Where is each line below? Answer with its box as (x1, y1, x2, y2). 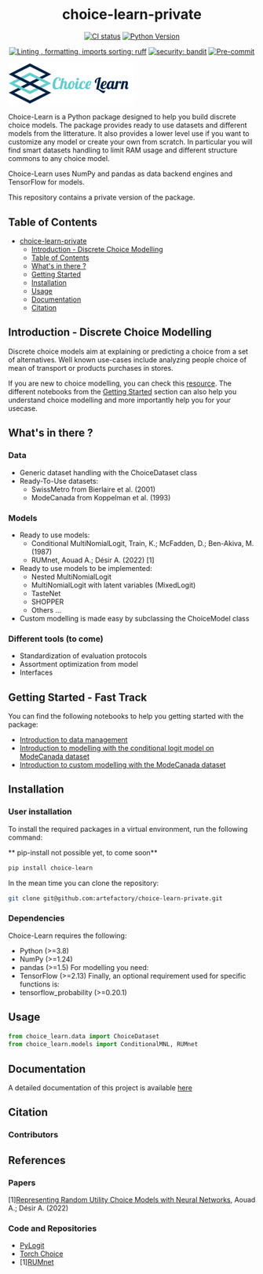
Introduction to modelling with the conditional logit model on (19, 743, 214, 752)
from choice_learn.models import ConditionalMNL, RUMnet (8, 1041, 199, 1049)
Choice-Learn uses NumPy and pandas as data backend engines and (8, 169, 233, 178)
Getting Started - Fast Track (8, 690, 148, 704)
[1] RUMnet (19, 1258, 54, 1267)
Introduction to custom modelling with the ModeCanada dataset (19, 760, 226, 769)
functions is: (19, 979, 60, 989)
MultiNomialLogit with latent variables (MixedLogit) (31, 580, 196, 590)
